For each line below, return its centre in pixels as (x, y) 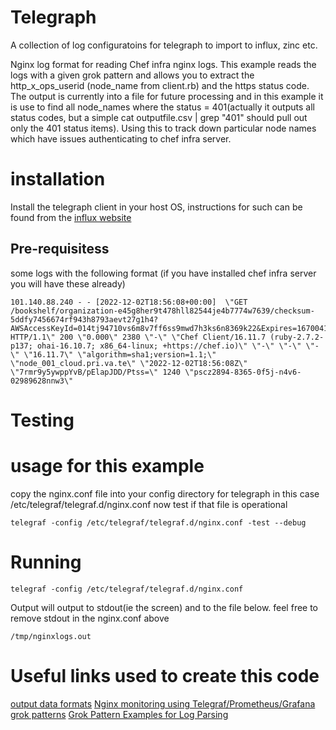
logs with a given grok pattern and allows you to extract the (132, 75)
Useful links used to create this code (165, 675)
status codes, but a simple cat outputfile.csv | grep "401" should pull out (159, 117)
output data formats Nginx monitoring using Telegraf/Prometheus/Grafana (163, 703)
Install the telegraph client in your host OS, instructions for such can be (156, 207)
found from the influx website (71, 217)
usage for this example (107, 466)
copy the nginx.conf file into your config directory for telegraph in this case (165, 493)
